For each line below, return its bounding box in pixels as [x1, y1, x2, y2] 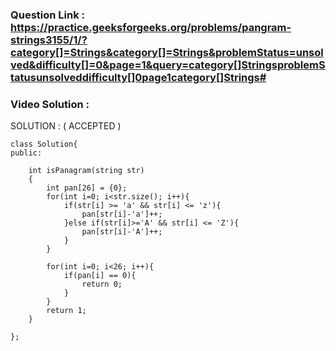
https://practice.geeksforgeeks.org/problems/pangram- [10, 20, 292, 34]
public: [10, 148, 43, 158]
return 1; [46, 306, 87, 316]
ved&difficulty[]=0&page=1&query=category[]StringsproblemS [10, 58, 326, 72]
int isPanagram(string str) [28, 166, 145, 176]
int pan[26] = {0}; [46, 183, 128, 193]
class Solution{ [10, 139, 78, 150]
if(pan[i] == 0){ [63, 271, 137, 281]
